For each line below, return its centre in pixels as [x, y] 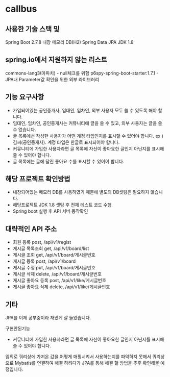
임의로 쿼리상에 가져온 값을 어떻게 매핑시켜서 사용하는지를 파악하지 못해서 [78, 357]
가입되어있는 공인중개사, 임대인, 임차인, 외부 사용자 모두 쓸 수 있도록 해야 [85, 110]
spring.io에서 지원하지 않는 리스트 [56, 60]
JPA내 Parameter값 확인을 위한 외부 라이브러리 [52, 79]
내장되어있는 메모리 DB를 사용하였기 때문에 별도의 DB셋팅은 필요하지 [81, 192]
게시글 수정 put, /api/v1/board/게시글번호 [54, 268]
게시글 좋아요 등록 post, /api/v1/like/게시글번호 [59, 281]
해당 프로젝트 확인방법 [38, 179]
